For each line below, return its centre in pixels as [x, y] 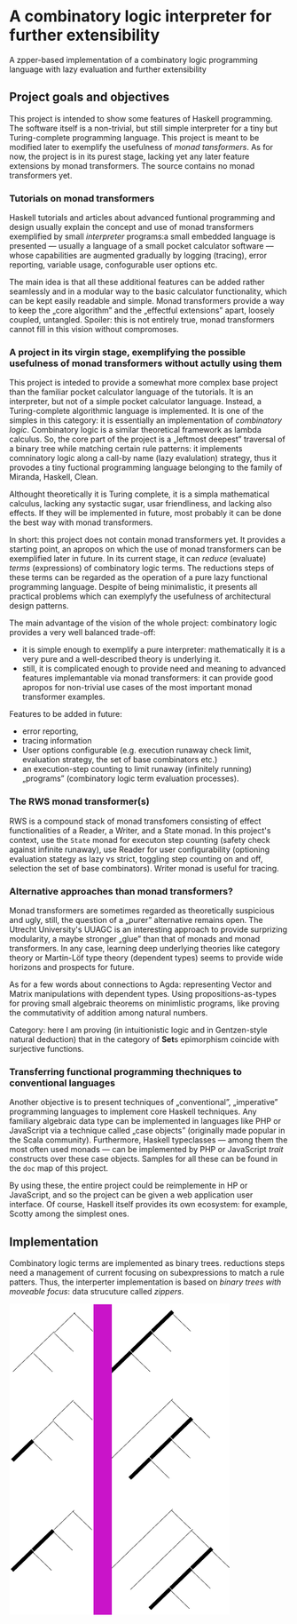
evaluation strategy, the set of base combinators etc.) [120, 760]
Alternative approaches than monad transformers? [121, 891]
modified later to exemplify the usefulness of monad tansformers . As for [141, 147]
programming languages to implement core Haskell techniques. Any [133, 1111]
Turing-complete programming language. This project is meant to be [134, 137]
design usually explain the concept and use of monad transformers [132, 227]
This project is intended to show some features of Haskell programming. [141, 118]
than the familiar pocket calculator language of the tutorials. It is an [132, 392]
